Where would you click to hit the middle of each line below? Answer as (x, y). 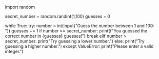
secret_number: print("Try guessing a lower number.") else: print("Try (75, 41)
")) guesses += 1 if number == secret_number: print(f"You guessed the (76, 31)
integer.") (14, 51)
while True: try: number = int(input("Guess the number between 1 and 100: (80, 26)
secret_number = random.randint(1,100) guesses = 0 (58, 16)
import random (20, 7)
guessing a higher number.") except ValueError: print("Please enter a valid (79, 46)
